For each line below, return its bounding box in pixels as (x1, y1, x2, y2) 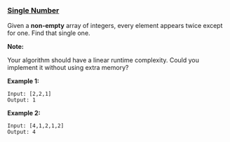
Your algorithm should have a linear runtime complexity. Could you (7, 56, 200, 64)
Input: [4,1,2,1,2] (7, 122, 65, 129)
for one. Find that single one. (7, 29, 90, 37)
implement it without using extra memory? (7, 64, 129, 72)
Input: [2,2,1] (7, 90, 52, 98)
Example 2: (7, 109, 41, 118)
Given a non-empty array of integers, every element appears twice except (7, 22, 223, 30)
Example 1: (7, 77, 40, 85)
